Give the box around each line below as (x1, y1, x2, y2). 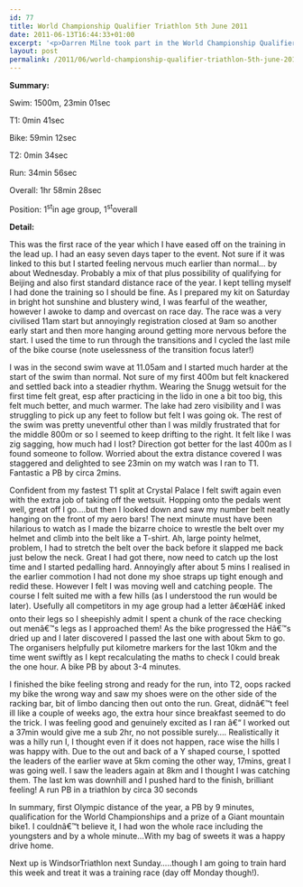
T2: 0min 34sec (9, 150, 69, 161)
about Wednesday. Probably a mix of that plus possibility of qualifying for (9, 267, 282, 278)
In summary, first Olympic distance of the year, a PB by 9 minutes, (9, 801, 255, 812)
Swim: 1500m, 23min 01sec (9, 97, 111, 108)
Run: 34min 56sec (9, 168, 78, 178)
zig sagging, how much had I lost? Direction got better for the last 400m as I (9, 439, 292, 449)
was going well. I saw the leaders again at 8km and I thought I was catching (9, 764, 290, 776)
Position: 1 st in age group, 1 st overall (9, 202, 138, 215)
